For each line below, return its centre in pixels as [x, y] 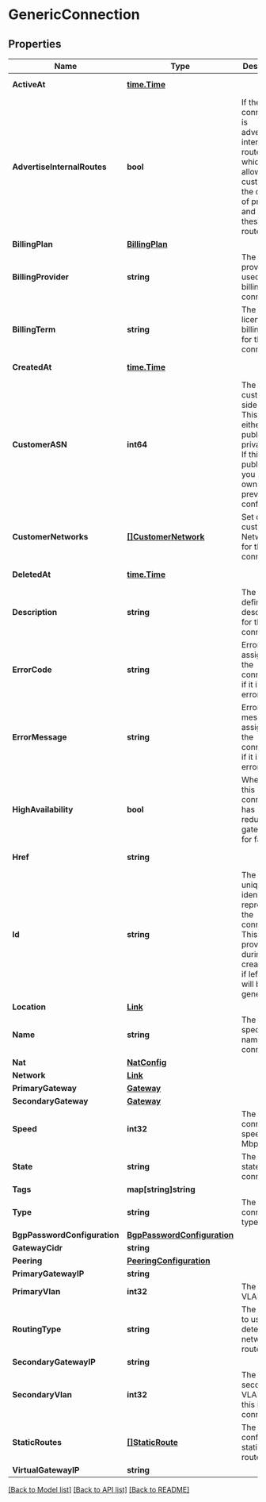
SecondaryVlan [42, 1394]
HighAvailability [43, 809]
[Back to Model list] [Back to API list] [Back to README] [99, 1490]
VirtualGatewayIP [46, 1470]
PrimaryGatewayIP [48, 1273]
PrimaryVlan [36, 1291]
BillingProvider [41, 277]
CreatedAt [32, 367]
